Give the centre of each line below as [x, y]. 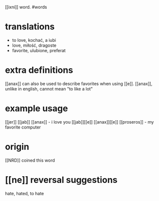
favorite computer [23, 127]
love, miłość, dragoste [34, 45]
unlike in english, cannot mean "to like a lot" [49, 89]
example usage [36, 109]
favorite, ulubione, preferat [39, 50]
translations [30, 27]
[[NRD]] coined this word [30, 160]
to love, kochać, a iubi [34, 40]
